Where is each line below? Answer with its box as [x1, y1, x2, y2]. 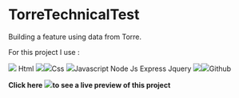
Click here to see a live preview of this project [8, 80, 171, 89]
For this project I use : [8, 47, 80, 57]
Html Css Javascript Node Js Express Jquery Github [18, 64, 232, 73]
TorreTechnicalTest [8, 6, 140, 24]
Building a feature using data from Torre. [8, 32, 142, 41]
